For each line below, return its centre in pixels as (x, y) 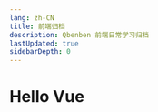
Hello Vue (47, 97)
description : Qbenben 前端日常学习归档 (79, 35)
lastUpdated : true (44, 43)
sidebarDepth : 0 (40, 52)
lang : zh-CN (32, 18)
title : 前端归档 (37, 26)
